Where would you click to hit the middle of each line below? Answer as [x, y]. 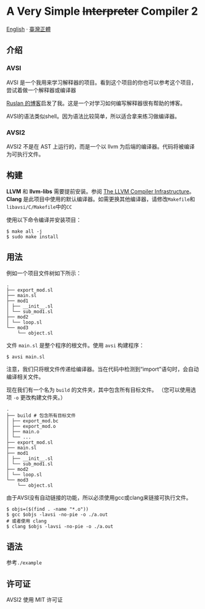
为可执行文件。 [25, 154]
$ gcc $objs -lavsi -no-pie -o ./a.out [57, 514]
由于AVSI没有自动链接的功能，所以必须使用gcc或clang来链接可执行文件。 [99, 497]
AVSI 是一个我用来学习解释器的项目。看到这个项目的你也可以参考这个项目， [102, 82]
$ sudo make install [33, 237]
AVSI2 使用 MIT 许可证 [35, 600]
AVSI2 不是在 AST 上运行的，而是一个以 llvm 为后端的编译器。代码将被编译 [100, 146]
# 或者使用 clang [27, 521]
